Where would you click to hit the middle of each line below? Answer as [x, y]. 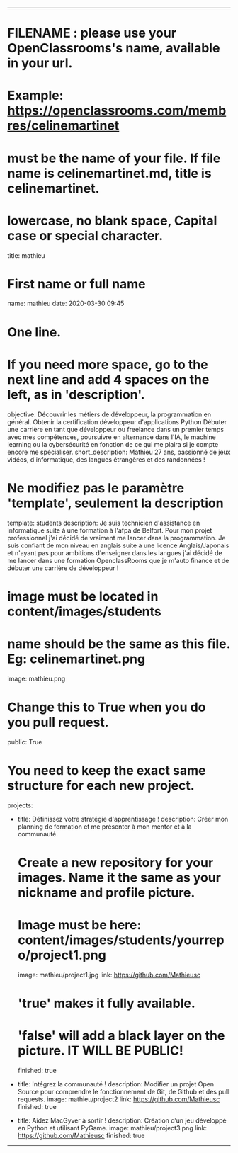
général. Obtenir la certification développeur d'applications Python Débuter [117, 421]
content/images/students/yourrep [121, 940]
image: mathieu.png [36, 678]
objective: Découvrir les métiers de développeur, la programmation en [109, 414]
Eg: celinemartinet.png [76, 659]
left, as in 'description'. [76, 394]
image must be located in [83, 596]
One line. [34, 332]
